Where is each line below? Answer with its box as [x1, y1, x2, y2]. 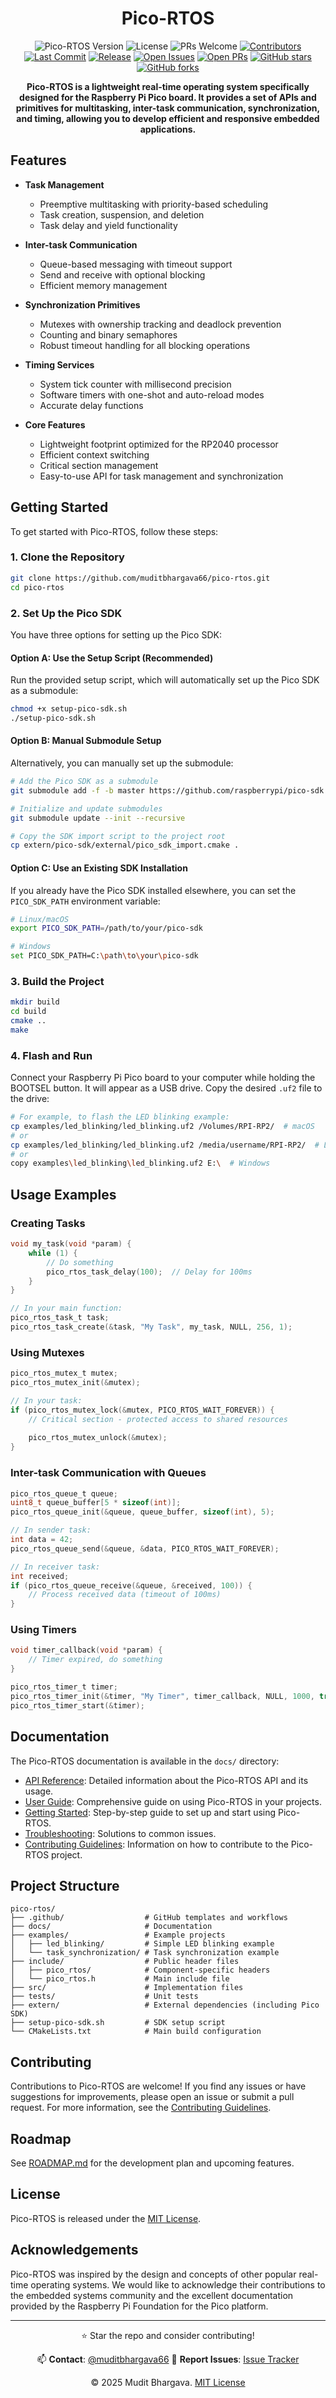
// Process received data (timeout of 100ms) [28, 1590, 222, 1600]
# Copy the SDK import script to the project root [10, 831, 226, 841]
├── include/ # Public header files [10, 1957, 240, 1967]
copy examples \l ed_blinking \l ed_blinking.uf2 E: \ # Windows [10, 1158, 271, 1169]
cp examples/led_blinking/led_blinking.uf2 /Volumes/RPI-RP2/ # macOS [10, 1121, 315, 1131]
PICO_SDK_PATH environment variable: [10, 895, 161, 907]
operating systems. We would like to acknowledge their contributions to [30, 2278, 326, 2291]
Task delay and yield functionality [39, 219, 178, 231]
